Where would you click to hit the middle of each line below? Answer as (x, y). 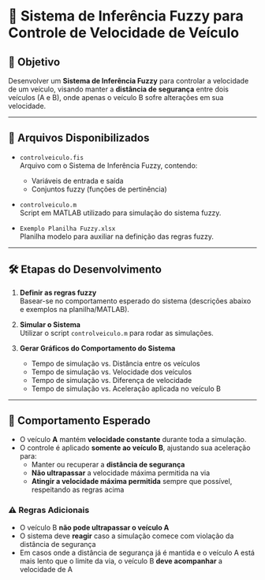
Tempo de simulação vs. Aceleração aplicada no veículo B (126, 389)
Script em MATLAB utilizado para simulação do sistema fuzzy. (120, 213)
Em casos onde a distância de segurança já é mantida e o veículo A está (137, 552)
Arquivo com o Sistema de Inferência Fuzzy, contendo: (108, 165)
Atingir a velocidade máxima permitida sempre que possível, (132, 481)
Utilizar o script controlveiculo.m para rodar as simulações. (117, 333)
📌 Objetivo (34, 62)
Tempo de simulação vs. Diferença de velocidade (112, 380)
